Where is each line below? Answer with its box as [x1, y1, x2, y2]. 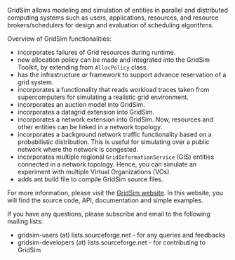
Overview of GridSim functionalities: [7, 34, 112, 43]
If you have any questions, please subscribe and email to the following [7, 210, 210, 218]
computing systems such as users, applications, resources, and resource [7, 13, 219, 22]
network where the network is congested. [17, 145, 139, 153]
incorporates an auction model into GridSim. [17, 100, 145, 108]
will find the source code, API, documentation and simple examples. [7, 196, 203, 204]
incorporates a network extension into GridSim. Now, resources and [17, 115, 214, 124]
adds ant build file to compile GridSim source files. [17, 175, 163, 183]
